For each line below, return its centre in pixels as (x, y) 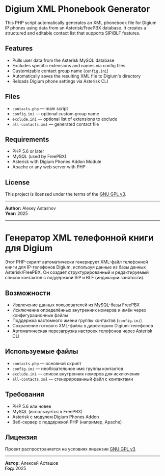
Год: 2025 (15, 468)
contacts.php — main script (40, 108)
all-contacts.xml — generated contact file (55, 124)
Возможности (28, 293)
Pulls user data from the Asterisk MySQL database (63, 60)
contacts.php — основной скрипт (47, 363)
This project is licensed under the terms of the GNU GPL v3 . (66, 194)
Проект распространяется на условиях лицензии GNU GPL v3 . (71, 449)
